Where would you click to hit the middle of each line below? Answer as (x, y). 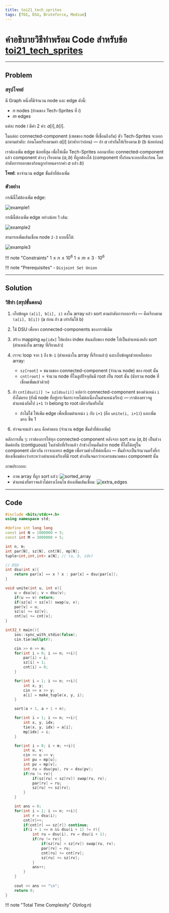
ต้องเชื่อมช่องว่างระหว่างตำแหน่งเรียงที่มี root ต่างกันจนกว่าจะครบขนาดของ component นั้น (82, 456)
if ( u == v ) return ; (35, 597)
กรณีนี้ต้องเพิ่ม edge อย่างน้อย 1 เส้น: (37, 218)
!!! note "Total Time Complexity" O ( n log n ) (48, 905)
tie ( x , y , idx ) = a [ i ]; (48, 727)
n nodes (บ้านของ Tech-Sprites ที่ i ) (47, 111)
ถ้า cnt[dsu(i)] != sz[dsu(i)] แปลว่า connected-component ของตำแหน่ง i (86, 392)
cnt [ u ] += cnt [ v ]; (33, 616)
